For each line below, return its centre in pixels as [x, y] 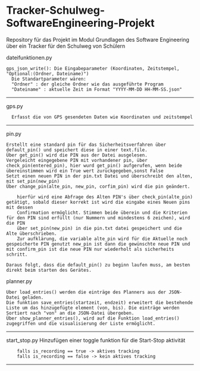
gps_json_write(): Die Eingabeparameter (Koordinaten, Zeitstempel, [93, 68]
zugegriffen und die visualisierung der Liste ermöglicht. [81, 323]
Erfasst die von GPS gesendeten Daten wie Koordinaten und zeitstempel [102, 117]
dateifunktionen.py [29, 57]
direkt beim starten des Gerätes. [49, 270]
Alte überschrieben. [32, 234]
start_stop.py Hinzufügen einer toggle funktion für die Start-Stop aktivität [96, 340]
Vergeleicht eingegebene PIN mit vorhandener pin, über [77, 160]
